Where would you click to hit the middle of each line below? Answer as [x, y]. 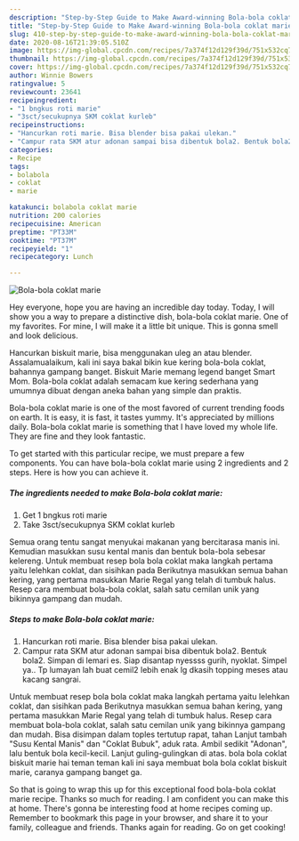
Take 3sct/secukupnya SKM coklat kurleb [98, 525]
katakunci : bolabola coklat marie [73, 207]
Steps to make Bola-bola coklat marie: [82, 619]
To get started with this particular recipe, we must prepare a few [127, 454]
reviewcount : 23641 [45, 92]
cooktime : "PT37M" [43, 240]
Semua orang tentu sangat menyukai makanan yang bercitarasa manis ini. [145, 542]
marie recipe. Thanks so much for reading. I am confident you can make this [149, 799]
